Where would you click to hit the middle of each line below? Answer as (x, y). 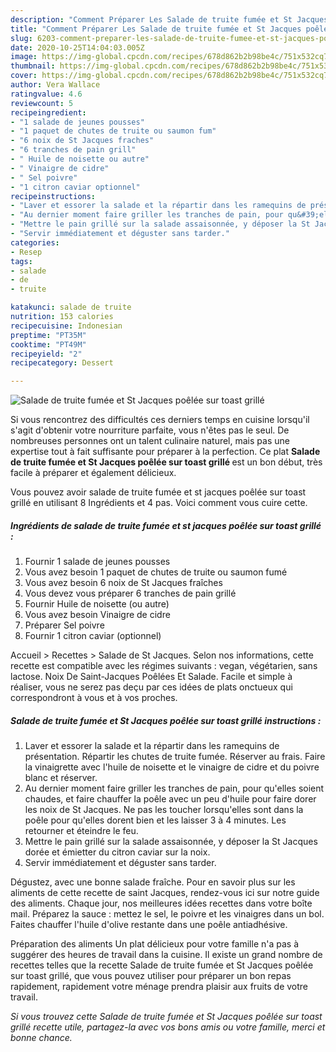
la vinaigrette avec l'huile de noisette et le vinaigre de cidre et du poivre (172, 767)
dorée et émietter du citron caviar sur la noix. (117, 852)
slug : (21, 38)
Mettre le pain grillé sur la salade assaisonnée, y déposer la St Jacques (171, 842)
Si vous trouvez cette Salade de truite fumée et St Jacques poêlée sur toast (166, 1017)
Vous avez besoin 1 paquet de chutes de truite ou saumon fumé (156, 572)
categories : (35, 242)
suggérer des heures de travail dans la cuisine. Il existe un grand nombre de (166, 955)
